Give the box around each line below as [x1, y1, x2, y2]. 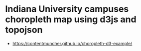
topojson [5, 25, 43, 35]
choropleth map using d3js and [5, 14, 137, 25]
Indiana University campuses [5, 3, 129, 15]
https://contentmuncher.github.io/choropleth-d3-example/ [12, 40, 133, 46]
